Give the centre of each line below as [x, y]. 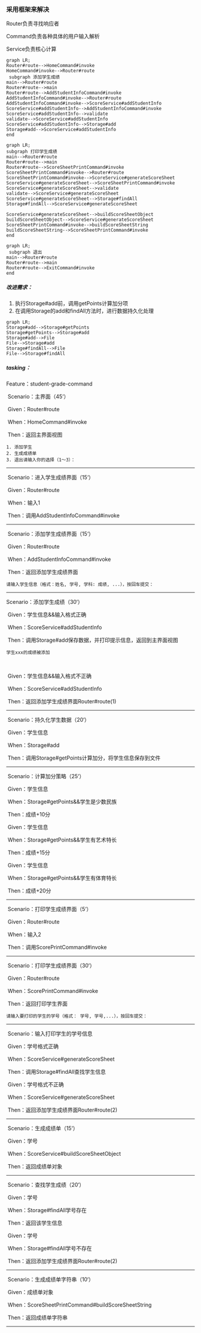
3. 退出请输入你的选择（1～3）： [41, 460]
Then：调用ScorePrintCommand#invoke [57, 948]
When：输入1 [24, 503]
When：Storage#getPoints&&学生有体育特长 [62, 878]
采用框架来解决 [28, 9]
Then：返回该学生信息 [35, 1223]
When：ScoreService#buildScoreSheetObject [64, 1154]
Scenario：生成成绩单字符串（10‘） [51, 1280]
